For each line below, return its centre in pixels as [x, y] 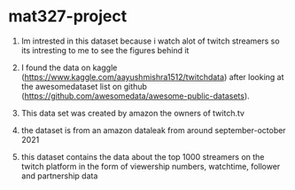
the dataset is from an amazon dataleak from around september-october [153, 130]
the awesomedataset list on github [84, 86]
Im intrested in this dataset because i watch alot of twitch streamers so [150, 41]
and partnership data [59, 176]
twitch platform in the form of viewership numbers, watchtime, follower [151, 166]
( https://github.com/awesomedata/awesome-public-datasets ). [135, 96]
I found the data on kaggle [69, 67]
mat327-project [68, 16]
